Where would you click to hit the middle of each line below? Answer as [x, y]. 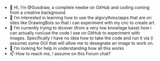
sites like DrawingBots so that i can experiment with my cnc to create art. [82, 23]
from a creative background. [38, 12]
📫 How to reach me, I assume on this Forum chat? [60, 54]
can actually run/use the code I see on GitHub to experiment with [75, 33]
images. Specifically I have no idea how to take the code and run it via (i [81, 38]
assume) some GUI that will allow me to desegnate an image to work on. [82, 43]
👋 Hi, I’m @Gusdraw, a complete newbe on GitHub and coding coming [80, 7]
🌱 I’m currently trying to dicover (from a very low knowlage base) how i [80, 28]
